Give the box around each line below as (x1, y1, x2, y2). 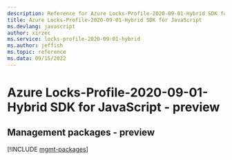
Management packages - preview (7, 127, 155, 139)
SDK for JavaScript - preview (50, 99, 220, 114)
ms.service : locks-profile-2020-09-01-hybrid (7, 36, 140, 43)
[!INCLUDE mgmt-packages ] (7, 145, 88, 153)
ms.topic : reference (7, 49, 67, 56)
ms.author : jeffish (7, 42, 64, 49)
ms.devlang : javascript (7, 23, 76, 30)
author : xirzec (7, 29, 51, 37)
